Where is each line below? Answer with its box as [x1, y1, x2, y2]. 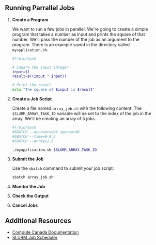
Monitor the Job [12, 184, 45, 190]
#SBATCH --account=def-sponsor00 [12, 130, 80, 134]
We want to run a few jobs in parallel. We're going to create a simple [12, 26, 148, 32]
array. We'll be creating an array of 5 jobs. [12, 116, 96, 122]
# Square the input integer [12, 65, 69, 70]
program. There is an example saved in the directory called [12, 41, 130, 48]
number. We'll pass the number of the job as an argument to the [12, 36, 140, 42]
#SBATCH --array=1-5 [12, 138, 54, 144]
